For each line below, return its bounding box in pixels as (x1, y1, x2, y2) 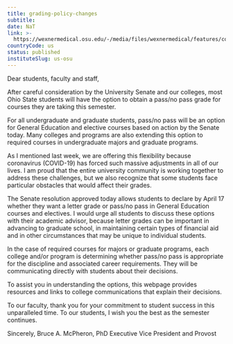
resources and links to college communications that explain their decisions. (7, 287, 222, 295)
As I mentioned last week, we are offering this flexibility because (7, 151, 191, 160)
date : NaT (7, 23, 36, 30)
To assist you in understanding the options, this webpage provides (7, 280, 198, 289)
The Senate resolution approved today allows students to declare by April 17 (7, 194, 225, 203)
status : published (7, 49, 60, 56)
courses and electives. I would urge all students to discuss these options (7, 209, 215, 217)
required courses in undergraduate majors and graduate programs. (7, 138, 199, 146)
